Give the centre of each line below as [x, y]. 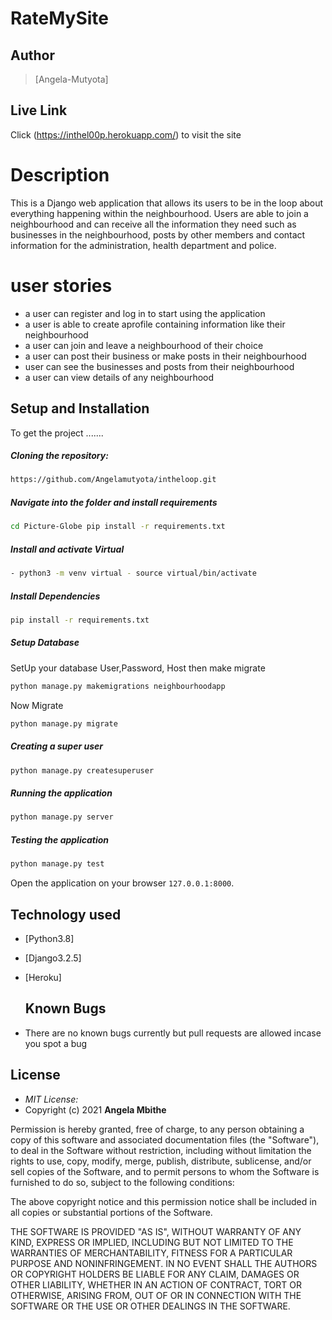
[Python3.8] [49, 938]
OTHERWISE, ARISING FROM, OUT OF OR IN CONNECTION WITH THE [156, 1295]
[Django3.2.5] [53, 958]
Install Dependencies [55, 596]
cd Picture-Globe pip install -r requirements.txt [118, 527]
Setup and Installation [80, 408]
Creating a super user [56, 746]
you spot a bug [56, 1043]
